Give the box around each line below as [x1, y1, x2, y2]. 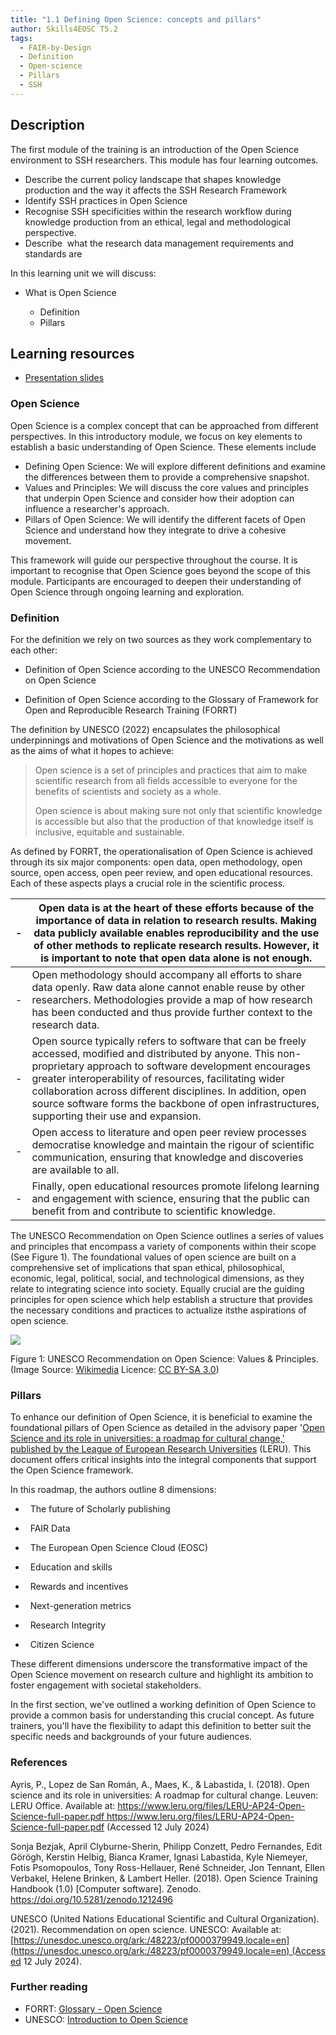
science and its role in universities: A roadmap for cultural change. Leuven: [10, 1789, 319, 1801]
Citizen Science [29, 1639, 95, 1651]
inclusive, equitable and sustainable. [34, 826, 185, 838]
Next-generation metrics [29, 1600, 132, 1612]
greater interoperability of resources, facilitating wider [31, 1071, 285, 1085]
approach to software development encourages [86, 1059, 311, 1073]
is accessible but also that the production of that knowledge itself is [34, 815, 314, 827]
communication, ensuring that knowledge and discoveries [31, 1150, 304, 1164]
